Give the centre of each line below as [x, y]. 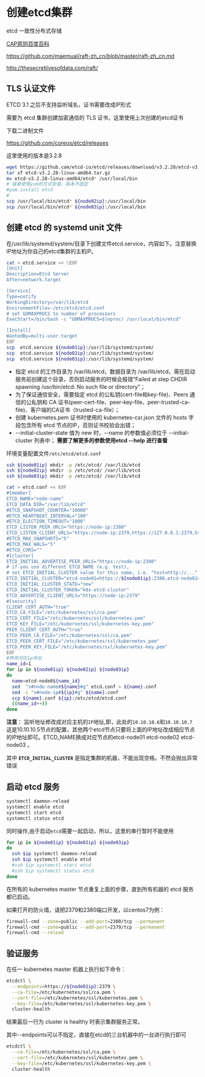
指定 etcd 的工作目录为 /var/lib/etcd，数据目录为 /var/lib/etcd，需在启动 [105, 371]
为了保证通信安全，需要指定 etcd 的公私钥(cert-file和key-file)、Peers [102, 394]
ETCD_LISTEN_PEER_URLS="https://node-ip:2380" [67, 527]
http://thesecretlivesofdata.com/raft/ [52, 67]
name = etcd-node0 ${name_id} [46, 681]
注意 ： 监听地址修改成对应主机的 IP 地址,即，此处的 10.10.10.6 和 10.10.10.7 [99, 722]
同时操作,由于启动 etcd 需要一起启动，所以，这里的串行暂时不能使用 [90, 831]
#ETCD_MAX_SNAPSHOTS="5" [38, 539]
